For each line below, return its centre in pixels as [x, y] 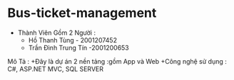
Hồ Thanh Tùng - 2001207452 [73, 40]
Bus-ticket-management [82, 13]
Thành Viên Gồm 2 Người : [57, 33]
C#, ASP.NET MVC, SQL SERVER [55, 69]
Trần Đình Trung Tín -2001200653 [79, 47]
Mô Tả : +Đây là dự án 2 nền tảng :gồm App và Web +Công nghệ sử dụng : [117, 61]
